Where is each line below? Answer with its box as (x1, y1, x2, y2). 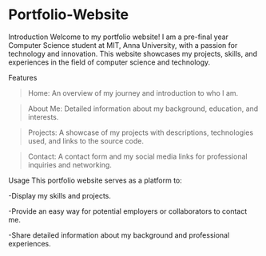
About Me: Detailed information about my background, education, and (27, 104, 259, 113)
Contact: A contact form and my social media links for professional (27, 152, 248, 161)
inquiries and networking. (27, 160, 112, 169)
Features (8, 73, 38, 82)
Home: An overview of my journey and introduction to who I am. (27, 88, 239, 97)
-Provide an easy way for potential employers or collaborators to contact (8, 206, 248, 216)
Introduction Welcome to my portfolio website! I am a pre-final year (8, 32, 229, 41)
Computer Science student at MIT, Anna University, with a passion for (8, 40, 238, 49)
